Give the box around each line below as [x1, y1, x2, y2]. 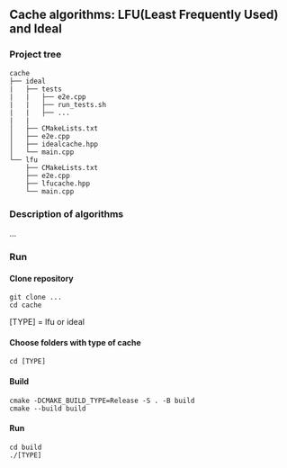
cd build [9, 443, 42, 452]
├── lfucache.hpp [25, 179, 91, 188]
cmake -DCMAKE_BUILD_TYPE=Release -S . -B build [9, 396, 195, 405]
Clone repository [9, 273, 74, 283]
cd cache [9, 301, 42, 310]
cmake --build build [9, 404, 87, 413]
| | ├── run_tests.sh [9, 100, 106, 109]
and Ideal [9, 22, 63, 37]
